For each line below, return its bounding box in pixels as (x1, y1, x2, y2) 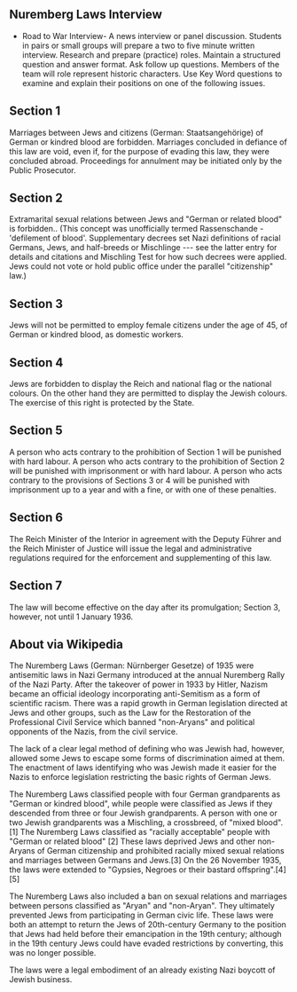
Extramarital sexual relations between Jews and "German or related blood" (9, 214, 283, 224)
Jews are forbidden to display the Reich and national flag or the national (9, 379, 272, 390)
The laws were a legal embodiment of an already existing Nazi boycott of (9, 964, 276, 975)
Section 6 (9, 510, 64, 525)
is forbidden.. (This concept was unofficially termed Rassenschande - (9, 224, 264, 234)
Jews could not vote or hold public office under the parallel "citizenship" (9, 261, 273, 272)
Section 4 (9, 355, 64, 370)
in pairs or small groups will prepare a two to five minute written (21, 40, 255, 51)
